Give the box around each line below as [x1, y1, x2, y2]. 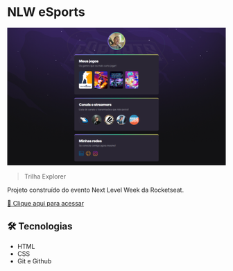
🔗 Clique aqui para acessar [7, 199, 85, 208]
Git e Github [17, 257, 52, 265]
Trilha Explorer [24, 172, 67, 181]
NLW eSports [7, 4, 85, 20]
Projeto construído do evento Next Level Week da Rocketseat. [7, 186, 184, 195]
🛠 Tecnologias [7, 220, 73, 232]
